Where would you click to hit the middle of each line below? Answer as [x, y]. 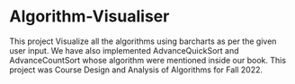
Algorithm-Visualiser [89, 17]
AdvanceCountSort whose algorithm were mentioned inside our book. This [147, 60]
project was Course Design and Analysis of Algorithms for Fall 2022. [136, 70]
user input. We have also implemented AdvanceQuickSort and [125, 50]
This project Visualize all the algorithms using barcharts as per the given [143, 41]
